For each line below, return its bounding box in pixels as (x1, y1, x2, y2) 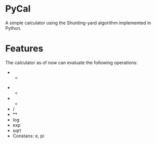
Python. (5, 25, 22, 31)
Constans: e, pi (12, 132, 45, 139)
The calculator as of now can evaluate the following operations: (5, 59, 138, 66)
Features (5, 43, 44, 55)
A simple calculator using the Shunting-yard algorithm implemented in (5, 20, 151, 26)
